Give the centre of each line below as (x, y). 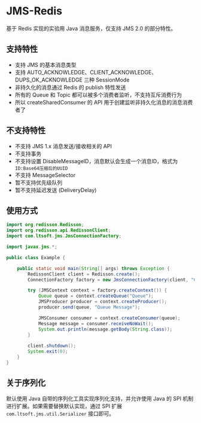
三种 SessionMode (106, 80)
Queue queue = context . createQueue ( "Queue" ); (96, 296)
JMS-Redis (34, 11)
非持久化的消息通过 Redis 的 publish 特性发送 (70, 87)
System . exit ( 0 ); (48, 352)
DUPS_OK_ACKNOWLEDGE (48, 80)
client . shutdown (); (52, 346)
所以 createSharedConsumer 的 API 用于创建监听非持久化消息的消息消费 (104, 102)
